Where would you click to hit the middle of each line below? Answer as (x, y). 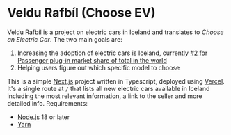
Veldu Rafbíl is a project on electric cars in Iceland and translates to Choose (115, 32)
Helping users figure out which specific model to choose (98, 67)
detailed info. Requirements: (48, 103)
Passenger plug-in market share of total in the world (92, 60)
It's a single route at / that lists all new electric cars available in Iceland (109, 88)
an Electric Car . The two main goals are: (65, 39)
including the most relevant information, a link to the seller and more (105, 96)
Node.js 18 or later (43, 117)
